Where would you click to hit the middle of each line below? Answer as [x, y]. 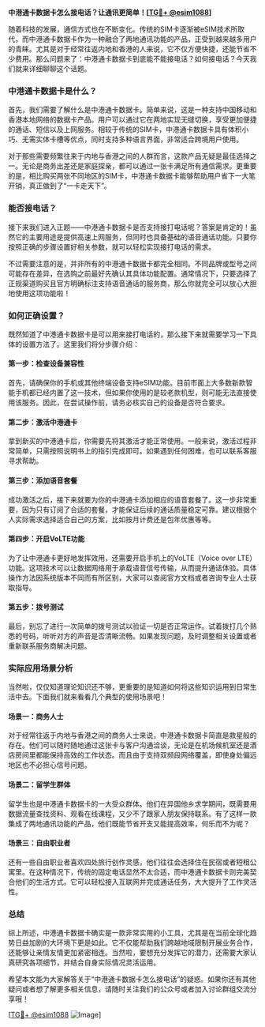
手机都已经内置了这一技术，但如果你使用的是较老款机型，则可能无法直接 [132, 393]
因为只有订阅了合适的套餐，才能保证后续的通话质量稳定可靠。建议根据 [136, 510]
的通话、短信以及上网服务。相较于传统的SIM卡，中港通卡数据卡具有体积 [125, 130]
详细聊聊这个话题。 [60, 69]
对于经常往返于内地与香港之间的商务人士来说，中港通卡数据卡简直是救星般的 [132, 735]
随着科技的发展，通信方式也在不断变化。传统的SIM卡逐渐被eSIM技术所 [123, 29]
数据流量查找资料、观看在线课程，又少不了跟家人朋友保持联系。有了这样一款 [132, 814]
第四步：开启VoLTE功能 [47, 539]
